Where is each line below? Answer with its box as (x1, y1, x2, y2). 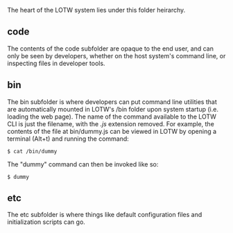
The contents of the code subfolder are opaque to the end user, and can (7, 44, 214, 53)
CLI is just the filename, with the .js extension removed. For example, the (7, 119, 215, 128)
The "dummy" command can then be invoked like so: (7, 159, 159, 169)
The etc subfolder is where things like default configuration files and (7, 211, 202, 219)
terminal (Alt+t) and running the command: (7, 135, 130, 143)
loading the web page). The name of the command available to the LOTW (7, 112, 216, 121)
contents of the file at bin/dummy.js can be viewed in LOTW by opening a (7, 127, 217, 135)
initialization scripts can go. (7, 218, 85, 226)
